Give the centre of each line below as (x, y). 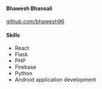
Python (23, 74)
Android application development (55, 80)
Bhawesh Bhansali (29, 8)
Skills (13, 35)
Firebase (26, 67)
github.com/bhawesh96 (35, 21)
